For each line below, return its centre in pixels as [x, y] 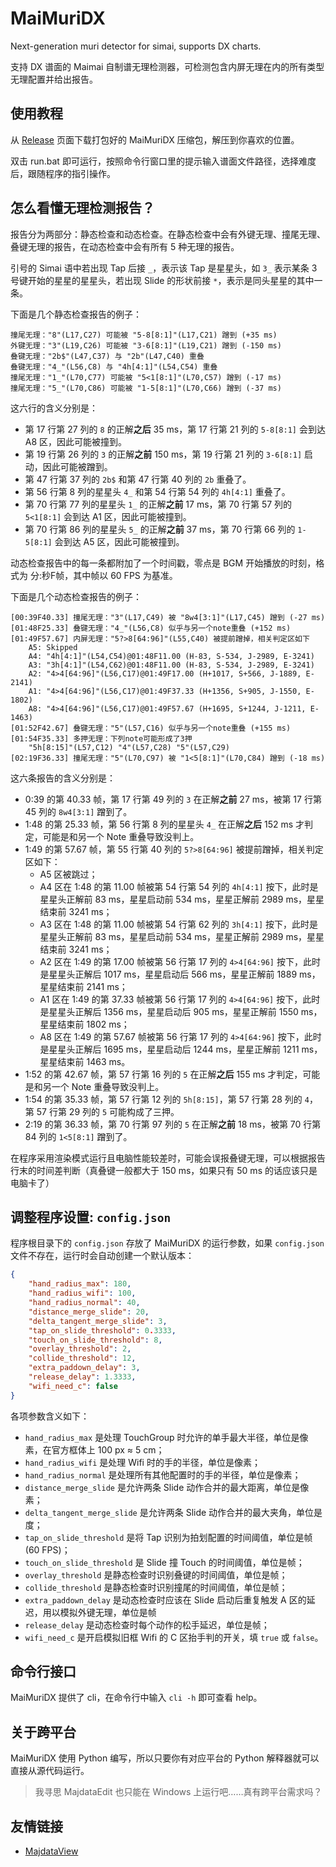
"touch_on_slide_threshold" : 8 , [95, 1340]
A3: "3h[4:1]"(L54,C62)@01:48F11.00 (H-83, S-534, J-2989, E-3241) [171, 665]
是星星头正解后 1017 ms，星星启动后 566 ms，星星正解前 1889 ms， [180, 974]
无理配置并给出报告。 [54, 79]
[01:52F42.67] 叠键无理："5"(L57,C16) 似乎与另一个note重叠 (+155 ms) [151, 728]
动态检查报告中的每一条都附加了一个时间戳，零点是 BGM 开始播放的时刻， [163, 563]
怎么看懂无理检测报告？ [82, 208]
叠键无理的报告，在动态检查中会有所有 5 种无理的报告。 [125, 246]
